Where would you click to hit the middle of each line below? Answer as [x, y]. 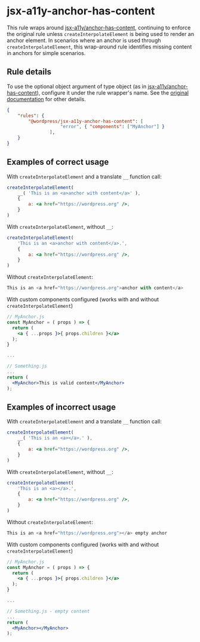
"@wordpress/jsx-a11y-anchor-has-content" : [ [86, 121]
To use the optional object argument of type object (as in [77, 86]
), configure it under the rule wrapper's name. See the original [113, 93]
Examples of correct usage [58, 162]
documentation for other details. [46, 99]
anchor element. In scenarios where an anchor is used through [84, 40]
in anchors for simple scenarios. [46, 53]
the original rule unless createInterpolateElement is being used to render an [101, 34]
